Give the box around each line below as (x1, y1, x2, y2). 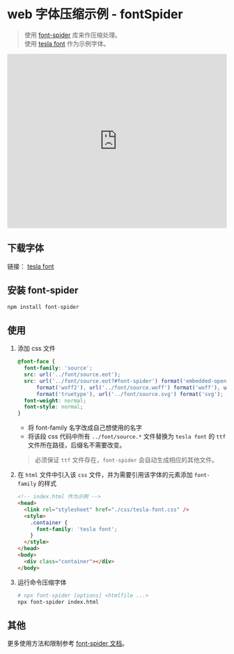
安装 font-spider (7, 284, 79, 296)
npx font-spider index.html (17, 598, 99, 605)
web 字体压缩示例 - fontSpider (7, 6, 183, 22)
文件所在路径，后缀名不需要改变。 (27, 441, 126, 450)
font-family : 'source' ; (24, 365, 93, 372)
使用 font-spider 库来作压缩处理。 (24, 31, 122, 39)
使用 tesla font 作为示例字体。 (24, 39, 110, 47)
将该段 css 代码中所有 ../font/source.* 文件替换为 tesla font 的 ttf (27, 432, 226, 441)
